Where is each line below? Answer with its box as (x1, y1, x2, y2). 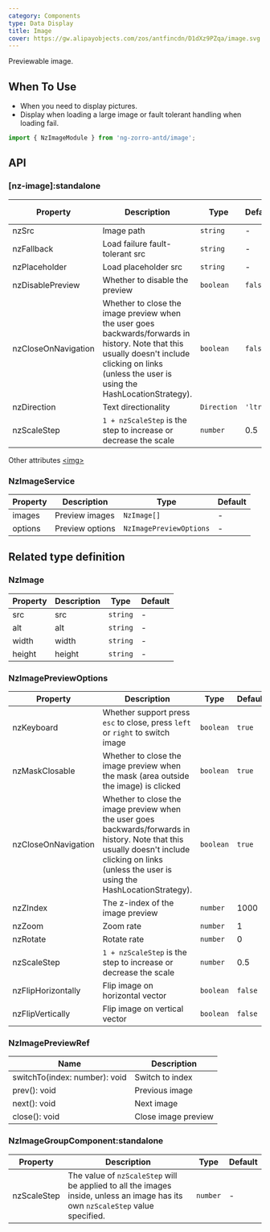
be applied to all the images (67, 1180, 172, 1191)
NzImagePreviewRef (8, 1037, 90, 1048)
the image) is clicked (102, 780, 181, 791)
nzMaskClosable (12, 765, 76, 776)
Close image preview (134, 1111, 215, 1122)
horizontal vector (102, 989, 167, 1001)
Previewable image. (8, 56, 74, 66)
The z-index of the (102, 897, 174, 908)
